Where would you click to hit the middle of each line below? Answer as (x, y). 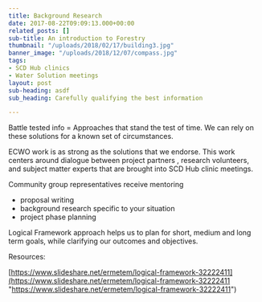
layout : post (30, 83)
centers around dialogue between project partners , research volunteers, (129, 161)
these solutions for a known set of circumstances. (91, 137)
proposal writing (47, 200)
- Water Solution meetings (53, 75)
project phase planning (58, 217)
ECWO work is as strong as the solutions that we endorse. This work (122, 152)
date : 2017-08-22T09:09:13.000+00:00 (72, 23)
